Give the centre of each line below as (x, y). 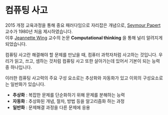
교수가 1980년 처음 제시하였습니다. (39, 31)
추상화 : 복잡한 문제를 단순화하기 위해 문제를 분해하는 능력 (69, 95)
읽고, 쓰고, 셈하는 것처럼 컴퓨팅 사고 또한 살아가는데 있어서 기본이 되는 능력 (87, 61)
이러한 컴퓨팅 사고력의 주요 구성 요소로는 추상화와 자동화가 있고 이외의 (73, 78)
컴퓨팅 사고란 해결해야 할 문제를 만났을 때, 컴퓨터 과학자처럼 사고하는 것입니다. (81, 54)
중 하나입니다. (19, 67)
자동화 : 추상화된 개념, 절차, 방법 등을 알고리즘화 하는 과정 (68, 101)
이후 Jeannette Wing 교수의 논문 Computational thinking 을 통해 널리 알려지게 (84, 38)
